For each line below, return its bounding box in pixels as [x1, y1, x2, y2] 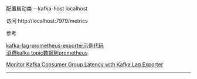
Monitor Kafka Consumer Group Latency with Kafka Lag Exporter [6, 61, 163, 68]
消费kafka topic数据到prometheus [6, 49, 88, 56]
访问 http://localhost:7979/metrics [6, 17, 88, 24]
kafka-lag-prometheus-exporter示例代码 [6, 42, 104, 49]
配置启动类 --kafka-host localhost [6, 5, 88, 12]
